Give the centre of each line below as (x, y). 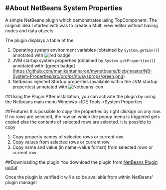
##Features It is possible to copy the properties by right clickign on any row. (83, 111)
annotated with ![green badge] (44, 65)
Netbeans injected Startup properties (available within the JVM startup (85, 81)
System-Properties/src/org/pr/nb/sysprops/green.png (68, 76)
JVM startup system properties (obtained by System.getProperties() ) (84, 60)
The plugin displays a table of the (39, 40)
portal (11, 167)
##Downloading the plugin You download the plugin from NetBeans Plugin (82, 162)
